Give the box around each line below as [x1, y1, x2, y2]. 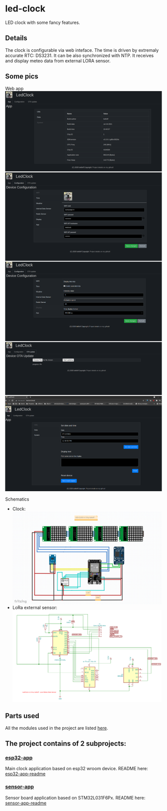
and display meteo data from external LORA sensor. [5, 58, 111, 64]
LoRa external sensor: [12, 604, 58, 610]
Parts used [5, 712, 40, 720]
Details [5, 34, 27, 42]
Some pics [5, 72, 39, 81]
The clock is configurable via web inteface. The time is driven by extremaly [5, 47, 159, 53]
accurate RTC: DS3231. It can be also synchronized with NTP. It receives [5, 52, 154, 58]
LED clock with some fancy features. [5, 19, 81, 25]
